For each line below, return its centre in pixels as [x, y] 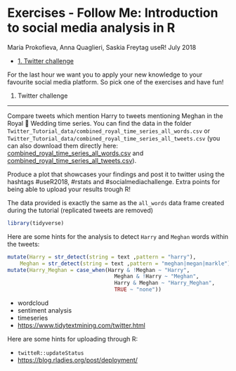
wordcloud [33, 303]
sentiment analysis [45, 311]
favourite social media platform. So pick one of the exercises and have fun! [116, 82]
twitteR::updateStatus [51, 353]
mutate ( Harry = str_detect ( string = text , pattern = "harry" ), [102, 257]
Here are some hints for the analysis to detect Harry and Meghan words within [118, 236]
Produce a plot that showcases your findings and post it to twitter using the [116, 174]
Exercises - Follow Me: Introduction [113, 13]
